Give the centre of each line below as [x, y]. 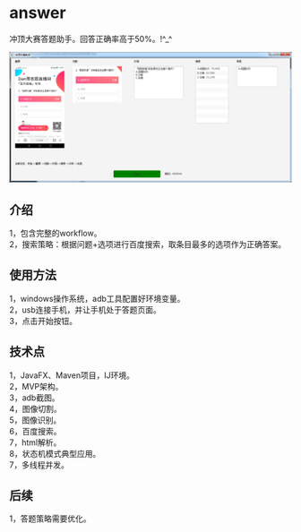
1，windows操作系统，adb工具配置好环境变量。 [97, 298]
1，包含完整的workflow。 [56, 233]
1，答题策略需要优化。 [50, 519]
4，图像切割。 [36, 408]
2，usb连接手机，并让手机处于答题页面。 [85, 309]
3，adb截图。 [34, 398]
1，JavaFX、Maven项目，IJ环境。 [72, 375]
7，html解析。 [35, 442]
